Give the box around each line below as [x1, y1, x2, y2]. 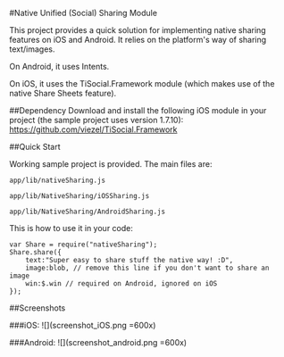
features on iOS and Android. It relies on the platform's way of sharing [9, 35, 267, 45]
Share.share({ [9, 248, 63, 257]
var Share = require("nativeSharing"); [9, 240, 158, 249]
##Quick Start [9, 142, 61, 152]
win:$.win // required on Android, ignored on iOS [25, 279, 218, 288]
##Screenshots [9, 303, 66, 313]
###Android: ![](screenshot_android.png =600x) [9, 337, 188, 347]
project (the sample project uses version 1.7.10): [9, 115, 184, 125]
